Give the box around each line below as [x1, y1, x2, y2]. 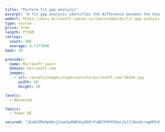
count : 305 [9, 39, 32, 44]
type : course [5, 21, 32, 26]
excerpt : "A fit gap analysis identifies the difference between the [5, 12, 151, 17]
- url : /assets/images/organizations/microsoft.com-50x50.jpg [14, 75, 144, 80]
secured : [5, 120, 23, 125]
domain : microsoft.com [9, 66, 56, 71]
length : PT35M [5, 30, 34, 35]
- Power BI [9, 111, 32, 116]
